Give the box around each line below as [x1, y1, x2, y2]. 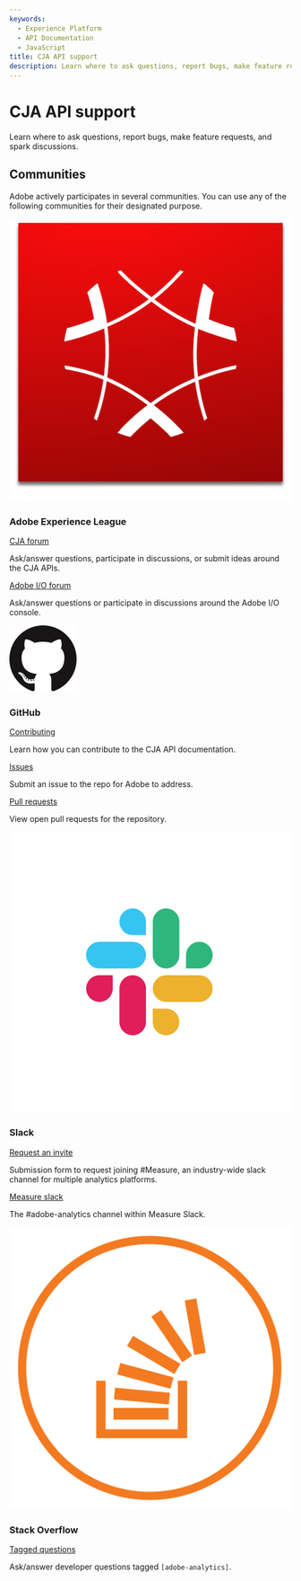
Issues [9, 762, 34, 773]
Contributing [9, 727, 56, 738]
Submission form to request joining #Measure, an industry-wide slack [9, 1164, 266, 1175]
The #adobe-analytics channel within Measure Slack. [9, 1208, 206, 1219]
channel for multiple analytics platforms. [9, 1173, 158, 1185]
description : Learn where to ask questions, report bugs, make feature [9, 62, 282, 71]
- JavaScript [17, 43, 66, 52]
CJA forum [9, 535, 49, 547]
